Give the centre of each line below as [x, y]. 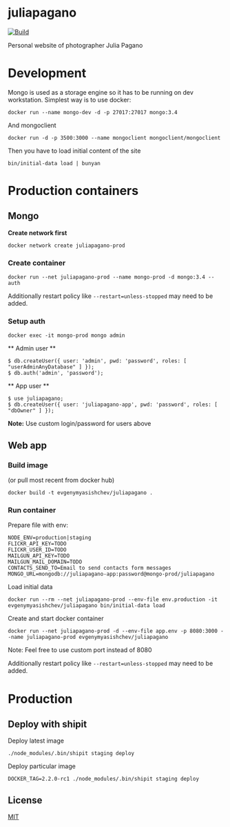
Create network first [38, 232]
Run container [32, 510]
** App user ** [29, 386]
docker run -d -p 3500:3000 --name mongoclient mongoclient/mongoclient [114, 138]
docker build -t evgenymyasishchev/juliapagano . [81, 493]
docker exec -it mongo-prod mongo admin [67, 336]
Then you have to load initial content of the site [74, 151]
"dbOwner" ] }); [31, 411]
